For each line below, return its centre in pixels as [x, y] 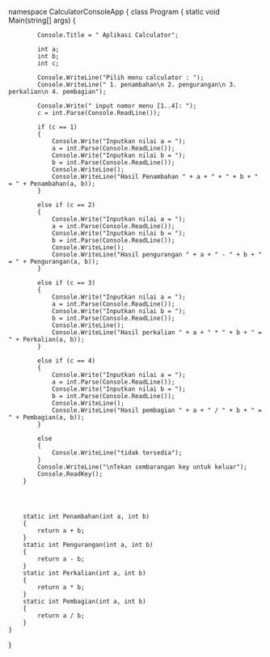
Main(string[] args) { [42, 20]
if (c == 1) [58, 127]
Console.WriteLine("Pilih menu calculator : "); [121, 78]
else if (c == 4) [66, 361]
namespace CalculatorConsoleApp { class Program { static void [114, 12]
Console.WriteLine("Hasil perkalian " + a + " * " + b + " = [157, 333]
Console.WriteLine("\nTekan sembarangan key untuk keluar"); [143, 467]
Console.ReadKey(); [70, 474]
